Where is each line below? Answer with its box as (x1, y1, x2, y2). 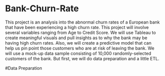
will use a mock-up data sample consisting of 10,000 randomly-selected (5, 50, 152, 56)
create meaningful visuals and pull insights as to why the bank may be (5, 35, 148, 41)
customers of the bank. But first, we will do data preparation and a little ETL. (5, 55, 160, 61)
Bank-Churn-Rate (5, 3, 79, 14)
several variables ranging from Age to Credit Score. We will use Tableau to (5, 29, 156, 35)
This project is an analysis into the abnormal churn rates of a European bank (5, 19, 160, 25)
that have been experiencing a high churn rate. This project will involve (5, 24, 149, 30)
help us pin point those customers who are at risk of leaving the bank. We (5, 45, 155, 51)
